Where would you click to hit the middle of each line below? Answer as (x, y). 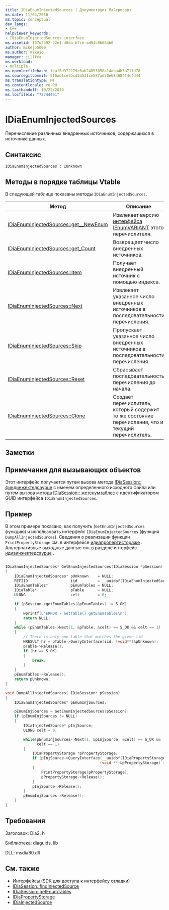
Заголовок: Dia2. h (25, 833)
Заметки (20, 453)
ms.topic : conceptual (28, 19)
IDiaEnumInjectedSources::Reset (46, 379)
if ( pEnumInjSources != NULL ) (46, 716)
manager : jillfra (23, 57)
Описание (139, 206)
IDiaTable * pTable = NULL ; (64, 590)
